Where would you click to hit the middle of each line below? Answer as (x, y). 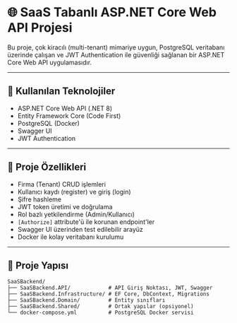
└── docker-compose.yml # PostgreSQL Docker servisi (101, 313)
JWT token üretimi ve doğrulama (65, 206)
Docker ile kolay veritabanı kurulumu (71, 237)
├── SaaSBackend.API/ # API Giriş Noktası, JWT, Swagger (110, 288)
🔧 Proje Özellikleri (47, 167)
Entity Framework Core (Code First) (69, 116)
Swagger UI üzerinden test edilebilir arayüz (80, 229)
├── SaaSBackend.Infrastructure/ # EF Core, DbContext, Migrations (109, 294)
